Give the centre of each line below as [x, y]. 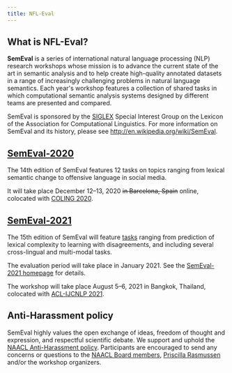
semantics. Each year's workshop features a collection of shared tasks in [112, 89]
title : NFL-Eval [31, 14]
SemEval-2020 [41, 153]
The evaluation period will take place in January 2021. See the [96, 266]
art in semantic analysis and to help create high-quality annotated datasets [115, 73]
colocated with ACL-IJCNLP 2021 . [56, 294]
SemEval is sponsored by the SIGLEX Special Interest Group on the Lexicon [115, 116]
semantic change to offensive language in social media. [87, 178]
